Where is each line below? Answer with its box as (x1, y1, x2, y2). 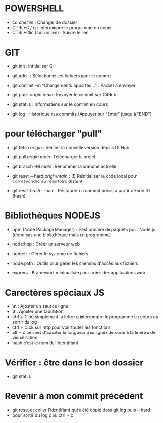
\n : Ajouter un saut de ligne (12, 303, 69, 309)
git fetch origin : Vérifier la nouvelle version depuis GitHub (12, 144, 130, 150)
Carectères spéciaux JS (5, 287, 105, 298)
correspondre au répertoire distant (12, 178, 82, 184)
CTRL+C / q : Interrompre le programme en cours (12, 24, 112, 30)
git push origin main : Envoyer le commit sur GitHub (12, 91, 117, 97)
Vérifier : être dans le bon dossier (5, 357, 144, 368)
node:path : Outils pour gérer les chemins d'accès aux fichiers (12, 260, 138, 266)
